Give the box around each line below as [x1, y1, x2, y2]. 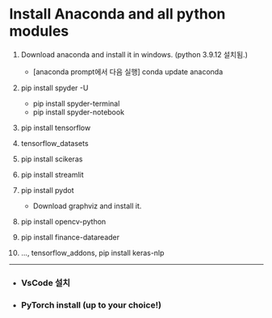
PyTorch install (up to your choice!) [20, 299, 162, 311]
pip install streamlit [20, 169, 84, 179]
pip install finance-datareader [20, 232, 120, 242]
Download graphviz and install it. [32, 201, 142, 211]
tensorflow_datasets [20, 138, 89, 148]
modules [9, 22, 69, 40]
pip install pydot [20, 185, 74, 195]
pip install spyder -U [20, 82, 89, 93]
